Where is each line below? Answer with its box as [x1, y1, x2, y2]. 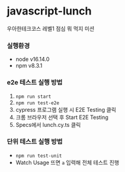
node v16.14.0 [15, 56, 50, 63]
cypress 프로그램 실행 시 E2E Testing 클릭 [15, 106, 117, 113]
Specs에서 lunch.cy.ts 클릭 [15, 121, 81, 128]
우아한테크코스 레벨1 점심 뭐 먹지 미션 [7, 25, 95, 32]
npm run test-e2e [15, 100, 60, 106]
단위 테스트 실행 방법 [7, 138, 63, 146]
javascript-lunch [7, 4, 92, 18]
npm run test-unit [15, 153, 62, 159]
